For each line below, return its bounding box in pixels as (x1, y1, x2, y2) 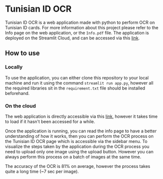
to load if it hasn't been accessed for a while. (5, 118, 95, 125)
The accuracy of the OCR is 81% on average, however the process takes (5, 163, 150, 169)
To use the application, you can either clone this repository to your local (5, 74, 149, 81)
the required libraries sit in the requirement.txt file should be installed (5, 85, 145, 91)
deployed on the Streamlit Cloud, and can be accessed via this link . (5, 35, 140, 41)
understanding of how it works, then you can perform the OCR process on (5, 133, 154, 139)
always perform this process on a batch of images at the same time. (5, 154, 142, 160)
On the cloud (5, 102, 36, 109)
